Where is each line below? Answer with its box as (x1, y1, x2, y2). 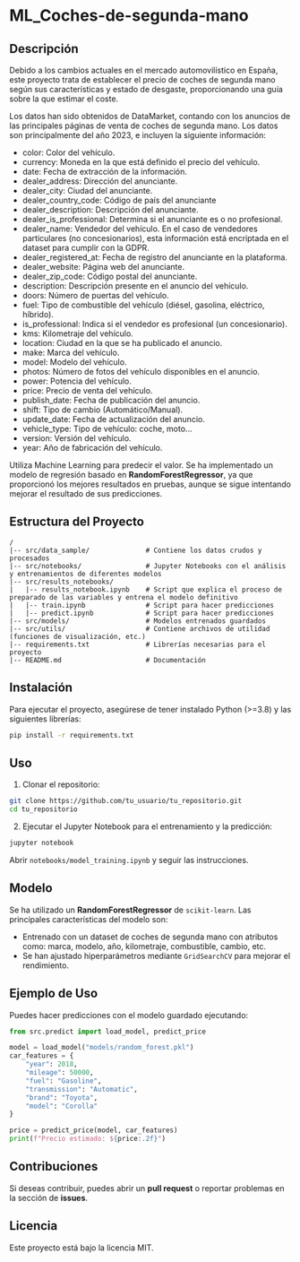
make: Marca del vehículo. (21, 347, 120, 358)
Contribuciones (9, 1159, 99, 1174)
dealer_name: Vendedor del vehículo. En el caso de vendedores (21, 223, 258, 234)
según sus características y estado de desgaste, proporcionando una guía (9, 84, 284, 94)
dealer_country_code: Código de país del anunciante (21, 194, 217, 205)
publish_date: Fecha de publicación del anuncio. (21, 395, 201, 405)
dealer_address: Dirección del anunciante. (21, 176, 178, 186)
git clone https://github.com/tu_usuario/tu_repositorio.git (9, 797, 243, 806)
